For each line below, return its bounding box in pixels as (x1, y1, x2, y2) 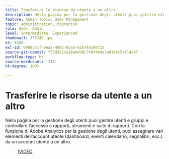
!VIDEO (17, 148, 33, 154)
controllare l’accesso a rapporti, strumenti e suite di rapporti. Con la (5, 123, 145, 129)
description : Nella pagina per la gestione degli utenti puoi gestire (5, 12, 156, 17)
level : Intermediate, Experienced (5, 31, 78, 36)
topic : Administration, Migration (5, 21, 78, 27)
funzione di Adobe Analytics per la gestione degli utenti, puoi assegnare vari (5, 128, 163, 134)
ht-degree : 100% (5, 64, 39, 69)
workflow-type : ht (5, 54, 44, 60)
